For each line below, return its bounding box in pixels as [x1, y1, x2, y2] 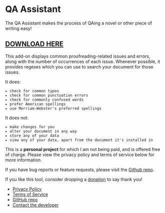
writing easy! [5, 25, 32, 31]
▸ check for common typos [5, 88, 59, 93]
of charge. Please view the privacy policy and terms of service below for [5, 151, 155, 157]
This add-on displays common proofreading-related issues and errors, [5, 53, 150, 59]
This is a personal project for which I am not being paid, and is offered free [5, 146, 160, 152]
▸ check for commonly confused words [5, 97, 84, 102]
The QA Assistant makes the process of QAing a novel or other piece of [5, 20, 152, 26]
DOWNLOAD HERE [5, 40, 64, 48]
